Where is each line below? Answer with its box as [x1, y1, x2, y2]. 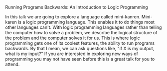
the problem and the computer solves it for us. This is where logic [5, 35, 141, 41]
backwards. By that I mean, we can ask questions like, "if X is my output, [5, 46, 155, 51]
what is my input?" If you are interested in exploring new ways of [5, 51, 138, 57]
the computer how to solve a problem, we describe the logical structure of [5, 30, 158, 35]
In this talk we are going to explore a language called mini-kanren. [5, 14, 141, 19]
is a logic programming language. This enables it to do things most [17, 19, 155, 25]
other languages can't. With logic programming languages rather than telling [5, 24, 162, 30]
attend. [5, 62, 20, 67]
